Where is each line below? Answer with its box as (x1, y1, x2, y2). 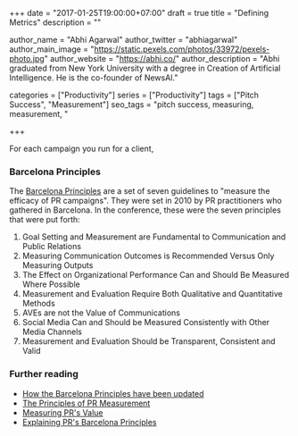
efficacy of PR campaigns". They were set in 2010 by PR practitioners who (9, 196, 283, 206)
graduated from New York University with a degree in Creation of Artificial (9, 63, 281, 73)
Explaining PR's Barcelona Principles (21, 416, 157, 427)
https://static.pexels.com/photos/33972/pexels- (94, 44, 270, 54)
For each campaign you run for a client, (9, 143, 154, 154)
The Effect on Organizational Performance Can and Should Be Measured (21, 270, 290, 281)
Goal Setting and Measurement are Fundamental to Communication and (21, 231, 286, 242)
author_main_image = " (9, 44, 95, 54)
